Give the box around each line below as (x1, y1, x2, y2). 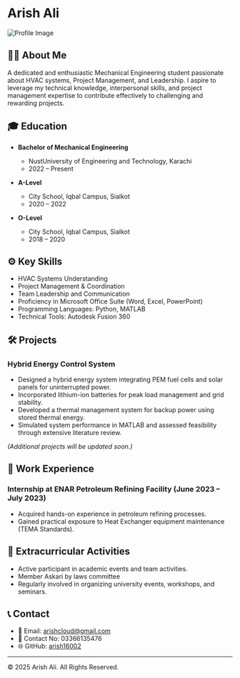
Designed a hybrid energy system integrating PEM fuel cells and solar (17, 375, 224, 384)
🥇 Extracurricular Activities (7, 545, 131, 558)
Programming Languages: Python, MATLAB (17, 305, 146, 314)
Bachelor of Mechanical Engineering (17, 143, 129, 151)
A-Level (17, 178, 42, 186)
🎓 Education (7, 120, 68, 133)
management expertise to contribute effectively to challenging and (7, 91, 204, 99)
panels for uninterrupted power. (17, 383, 111, 392)
